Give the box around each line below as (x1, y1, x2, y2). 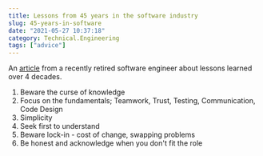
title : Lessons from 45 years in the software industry (8, 11, 198, 20)
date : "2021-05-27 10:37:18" (8, 26, 106, 34)
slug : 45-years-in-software (8, 19, 102, 27)
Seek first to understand (19, 122, 100, 131)
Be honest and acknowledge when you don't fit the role (19, 138, 203, 148)
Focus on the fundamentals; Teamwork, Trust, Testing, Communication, (19, 96, 256, 106)
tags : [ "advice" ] (8, 42, 66, 50)
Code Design (19, 105, 63, 114)
